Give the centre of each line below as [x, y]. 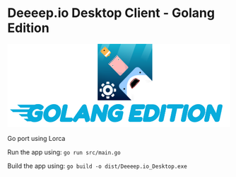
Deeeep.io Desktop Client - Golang [111, 13]
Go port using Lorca [36, 138]
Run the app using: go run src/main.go [64, 152]
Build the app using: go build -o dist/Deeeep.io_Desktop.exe [97, 166]
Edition [28, 28]
